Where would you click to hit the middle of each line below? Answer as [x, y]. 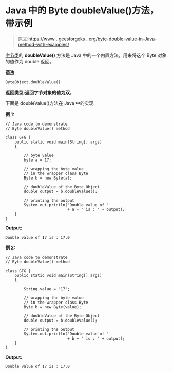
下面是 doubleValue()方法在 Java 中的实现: [50, 103]
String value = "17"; [47, 289]
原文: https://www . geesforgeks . [53, 39]
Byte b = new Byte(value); [53, 307]
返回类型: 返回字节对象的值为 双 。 [40, 92]
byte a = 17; [38, 160]
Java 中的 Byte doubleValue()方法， [82, 11]
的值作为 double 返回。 [30, 61]
